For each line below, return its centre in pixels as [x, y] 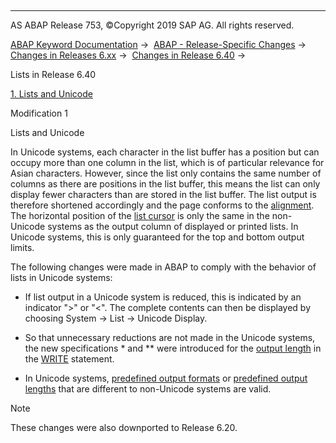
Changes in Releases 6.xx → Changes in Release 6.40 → [128, 55]
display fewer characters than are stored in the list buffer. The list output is [163, 194]
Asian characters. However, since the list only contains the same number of [166, 173]
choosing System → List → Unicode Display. [116, 318]
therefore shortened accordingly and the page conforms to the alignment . [162, 205]
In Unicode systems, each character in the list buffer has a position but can [165, 152]
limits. [22, 247]
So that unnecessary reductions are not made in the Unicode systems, [170, 337]
